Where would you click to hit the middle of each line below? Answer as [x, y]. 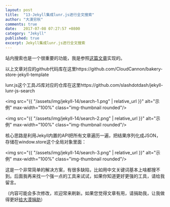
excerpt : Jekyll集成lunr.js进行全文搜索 [45, 43]
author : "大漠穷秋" [24, 19]
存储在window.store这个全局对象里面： [46, 142]
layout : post [19, 10]
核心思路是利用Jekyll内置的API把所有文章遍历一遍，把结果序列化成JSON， [83, 135]
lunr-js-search [20, 91]
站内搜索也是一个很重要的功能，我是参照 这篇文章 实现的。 [65, 58]
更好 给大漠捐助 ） [27, 199]
